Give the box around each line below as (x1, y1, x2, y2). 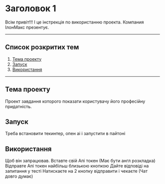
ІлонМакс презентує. (5, 24, 49, 30)
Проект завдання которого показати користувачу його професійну (5, 98, 146, 104)
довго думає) (5, 173, 33, 179)
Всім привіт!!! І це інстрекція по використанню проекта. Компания (5, 19, 144, 25)
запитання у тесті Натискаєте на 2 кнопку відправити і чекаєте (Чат (5, 168, 148, 174)
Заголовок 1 (5, 3, 56, 14)
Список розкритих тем (5, 43, 80, 51)
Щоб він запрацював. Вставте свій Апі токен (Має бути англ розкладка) (5, 158, 156, 164)
